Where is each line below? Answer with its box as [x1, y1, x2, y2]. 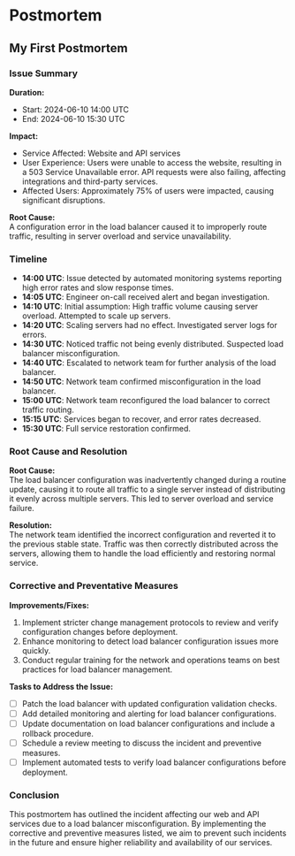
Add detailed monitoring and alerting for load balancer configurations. [21, 708, 276, 719]
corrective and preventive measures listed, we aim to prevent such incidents [9, 828, 287, 838]
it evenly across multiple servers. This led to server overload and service [9, 493, 274, 504]
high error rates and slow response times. [21, 282, 174, 293]
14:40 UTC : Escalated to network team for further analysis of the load [21, 357, 276, 368]
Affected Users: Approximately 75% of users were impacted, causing [21, 185, 275, 195]
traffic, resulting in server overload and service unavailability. [9, 231, 231, 241]
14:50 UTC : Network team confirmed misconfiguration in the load [21, 377, 261, 387]
